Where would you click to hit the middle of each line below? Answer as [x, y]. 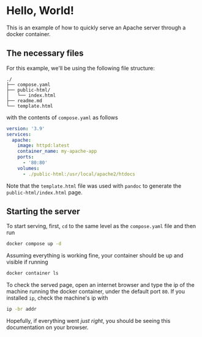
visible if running [27, 262]
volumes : [28, 168]
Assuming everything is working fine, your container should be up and [95, 256]
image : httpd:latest [43, 146]
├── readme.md [24, 101]
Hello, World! [40, 11]
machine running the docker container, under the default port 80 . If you [96, 292]
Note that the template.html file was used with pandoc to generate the [94, 186]
